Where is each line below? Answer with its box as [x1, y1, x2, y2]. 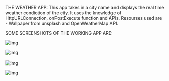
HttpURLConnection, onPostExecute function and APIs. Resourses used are [5, 15, 162, 21]
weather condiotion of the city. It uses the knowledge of [5, 10, 122, 16]
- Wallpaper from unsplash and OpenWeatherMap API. [5, 20, 119, 26]
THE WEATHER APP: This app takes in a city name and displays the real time [5, 5, 164, 10]
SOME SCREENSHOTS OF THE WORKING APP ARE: [5, 30, 113, 36]
